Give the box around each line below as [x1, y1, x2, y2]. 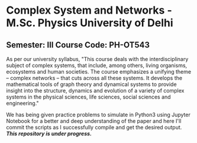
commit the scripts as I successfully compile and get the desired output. [6, 124, 182, 131]
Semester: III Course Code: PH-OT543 [6, 40, 150, 50]
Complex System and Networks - [6, 4, 173, 17]
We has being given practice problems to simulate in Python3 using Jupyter [6, 111, 190, 118]
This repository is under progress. [6, 130, 92, 137]
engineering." [6, 100, 40, 107]
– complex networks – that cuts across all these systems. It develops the [6, 75, 182, 81]
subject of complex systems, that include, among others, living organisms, [6, 62, 188, 69]
